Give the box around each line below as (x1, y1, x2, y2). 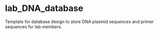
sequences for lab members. (5, 23, 62, 29)
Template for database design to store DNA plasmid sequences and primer (5, 19, 154, 24)
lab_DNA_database (5, 3, 84, 14)
